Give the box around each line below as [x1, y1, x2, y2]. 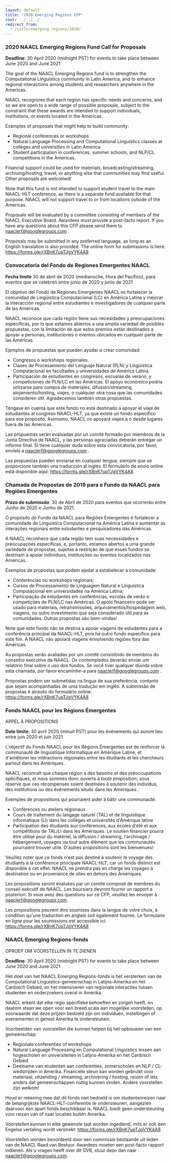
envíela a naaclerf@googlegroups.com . [5, 447, 89, 454]
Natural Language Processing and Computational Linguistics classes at [12, 138, 162, 145]
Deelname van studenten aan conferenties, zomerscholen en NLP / [12, 1062, 154, 1069]
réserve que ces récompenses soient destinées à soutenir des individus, [5, 781, 158, 787]
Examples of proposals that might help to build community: [5, 123, 129, 129]
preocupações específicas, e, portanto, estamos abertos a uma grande [5, 541, 155, 547]
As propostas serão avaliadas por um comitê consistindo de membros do [5, 652, 159, 658]
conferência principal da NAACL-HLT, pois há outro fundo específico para [5, 631, 161, 637]
